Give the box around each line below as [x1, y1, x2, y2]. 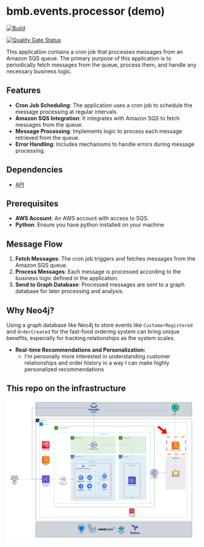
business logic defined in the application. [15, 275, 119, 282]
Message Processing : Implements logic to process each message [15, 127, 183, 135]
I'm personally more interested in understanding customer [24, 353, 171, 360]
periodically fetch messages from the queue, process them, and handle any [6, 61, 197, 68]
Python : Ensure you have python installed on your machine [15, 221, 165, 228]
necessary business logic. [6, 67, 72, 74]
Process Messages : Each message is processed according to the [15, 268, 181, 275]
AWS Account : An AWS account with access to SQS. [15, 215, 149, 222]
